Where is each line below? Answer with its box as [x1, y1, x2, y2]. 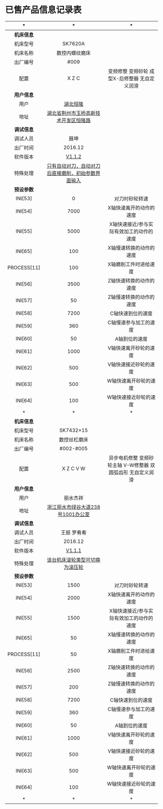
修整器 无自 [124, 75, 150, 82]
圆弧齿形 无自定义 [108, 469, 149, 476]
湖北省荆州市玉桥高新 [47, 110, 96, 117]
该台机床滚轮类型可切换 [47, 556, 100, 563]
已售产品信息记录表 [5, 4, 82, 16]
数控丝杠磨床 [59, 436, 88, 443]
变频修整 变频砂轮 [108, 67, 149, 74]
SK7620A [62, 40, 85, 47]
